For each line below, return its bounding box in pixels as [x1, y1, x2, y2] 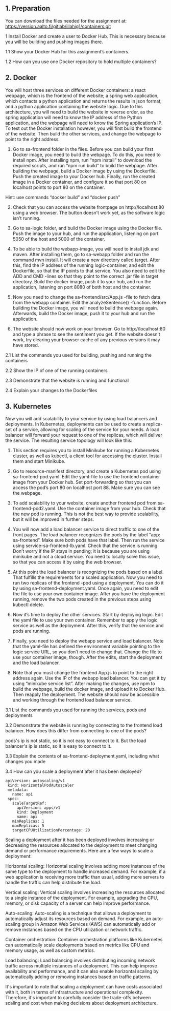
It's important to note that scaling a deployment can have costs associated [5, 984, 162, 990]
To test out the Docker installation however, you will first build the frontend [5, 125, 162, 131]
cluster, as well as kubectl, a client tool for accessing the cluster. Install [12, 453, 162, 459]
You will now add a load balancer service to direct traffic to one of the [12, 526, 160, 533]
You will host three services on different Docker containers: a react [5, 87, 146, 93]
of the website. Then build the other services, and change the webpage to [5, 130, 161, 137]
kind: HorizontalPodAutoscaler [7, 783, 74, 788]
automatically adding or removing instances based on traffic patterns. [5, 974, 152, 980]
